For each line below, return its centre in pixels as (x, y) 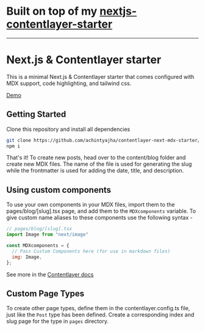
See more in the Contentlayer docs (50, 274)
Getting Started (36, 114)
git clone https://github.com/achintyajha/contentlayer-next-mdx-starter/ (103, 140)
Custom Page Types (45, 293)
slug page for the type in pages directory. (57, 321)
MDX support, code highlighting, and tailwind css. (69, 83)
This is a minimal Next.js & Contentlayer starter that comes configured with (100, 76)
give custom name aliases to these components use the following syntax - (100, 218)
